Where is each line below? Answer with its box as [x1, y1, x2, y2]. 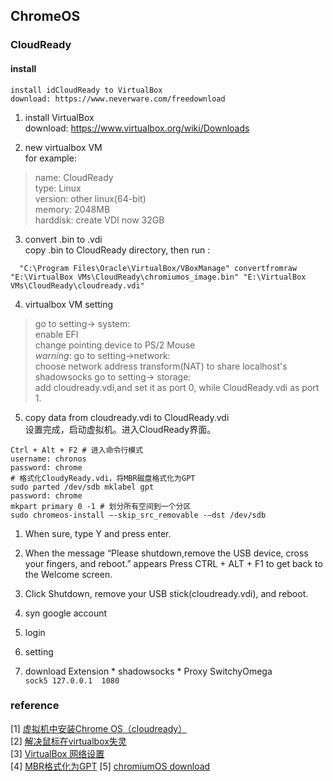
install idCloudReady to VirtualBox [10, 85, 163, 95]
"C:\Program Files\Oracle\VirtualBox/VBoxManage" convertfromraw [19, 263, 298, 273]
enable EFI [34, 328, 79, 340]
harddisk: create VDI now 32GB [34, 214, 165, 226]
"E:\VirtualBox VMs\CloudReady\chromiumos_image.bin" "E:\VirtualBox [10, 272, 307, 282]
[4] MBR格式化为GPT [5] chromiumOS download [10, 760, 211, 772]
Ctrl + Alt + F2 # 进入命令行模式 [10, 445, 144, 455]
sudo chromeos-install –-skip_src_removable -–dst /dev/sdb [10, 510, 267, 520]
